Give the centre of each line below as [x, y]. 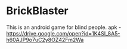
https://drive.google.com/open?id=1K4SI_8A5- [63, 33]
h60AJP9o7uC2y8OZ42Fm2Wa [45, 40]
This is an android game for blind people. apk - [63, 27]
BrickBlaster [37, 11]
